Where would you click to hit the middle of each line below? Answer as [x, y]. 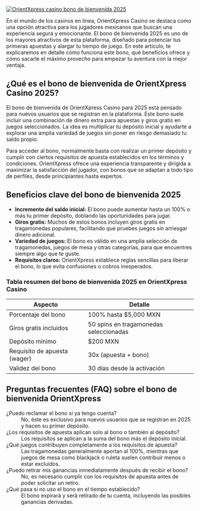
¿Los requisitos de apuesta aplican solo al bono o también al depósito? [93, 432]
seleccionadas [108, 332]
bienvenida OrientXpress [54, 399]
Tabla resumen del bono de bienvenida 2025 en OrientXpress [97, 281]
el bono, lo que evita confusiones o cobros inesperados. [84, 266]
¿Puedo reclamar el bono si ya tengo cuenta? [62, 413]
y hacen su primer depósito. [56, 426]
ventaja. [16, 65]
